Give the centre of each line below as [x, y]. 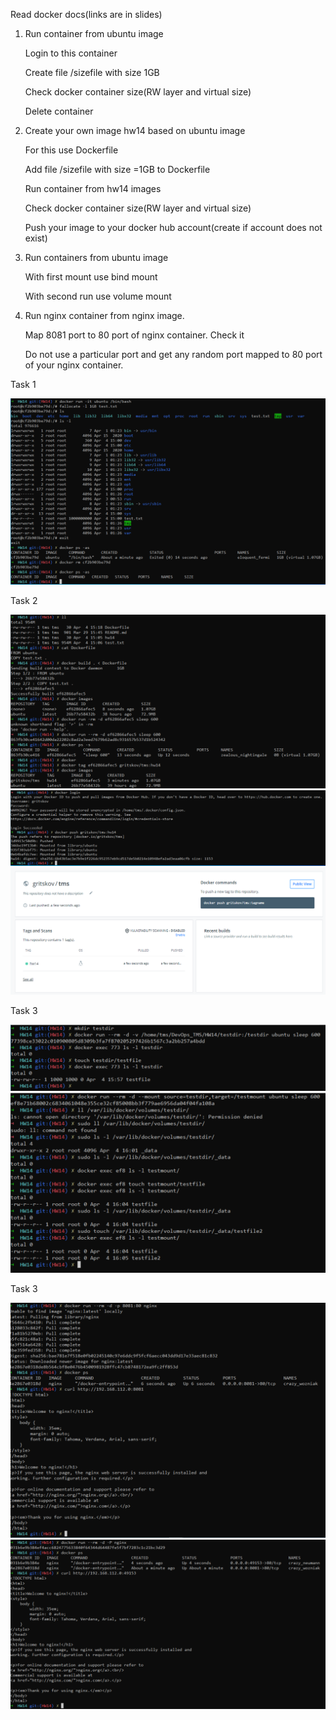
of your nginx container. [74, 365]
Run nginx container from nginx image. [104, 315]
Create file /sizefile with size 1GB [92, 72]
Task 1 [23, 384]
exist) [36, 238]
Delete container [59, 111]
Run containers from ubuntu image [96, 257]
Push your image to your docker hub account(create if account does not [173, 227]
